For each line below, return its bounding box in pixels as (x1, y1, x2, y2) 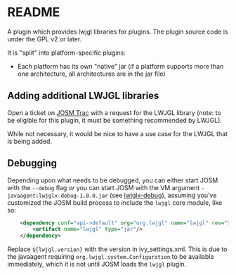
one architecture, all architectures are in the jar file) (17, 69, 166, 78)
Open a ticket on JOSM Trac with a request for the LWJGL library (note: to (7, 108, 221, 116)
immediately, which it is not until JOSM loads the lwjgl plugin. (7, 260, 187, 269)
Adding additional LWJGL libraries (7, 90, 159, 102)
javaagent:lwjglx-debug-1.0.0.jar (7, 192, 109, 199)
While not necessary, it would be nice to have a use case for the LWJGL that (7, 129, 228, 137)
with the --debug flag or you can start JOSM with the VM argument (7, 183, 200, 192)
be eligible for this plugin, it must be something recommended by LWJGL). (7, 116, 223, 124)
